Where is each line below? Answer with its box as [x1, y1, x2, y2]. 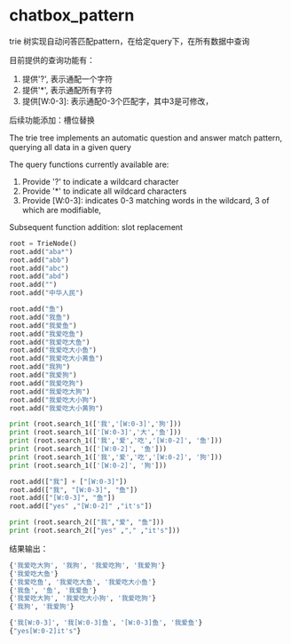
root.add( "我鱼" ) [9, 313, 71, 322]
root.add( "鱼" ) [9, 305, 64, 314]
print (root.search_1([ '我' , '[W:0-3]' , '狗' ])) [9, 419, 182, 429]
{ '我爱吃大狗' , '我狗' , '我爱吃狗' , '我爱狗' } [9, 561, 166, 569]
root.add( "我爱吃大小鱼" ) [9, 346, 98, 355]
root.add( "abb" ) [9, 255, 69, 265]
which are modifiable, [21, 204, 102, 215]
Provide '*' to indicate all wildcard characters [21, 186, 187, 196]
